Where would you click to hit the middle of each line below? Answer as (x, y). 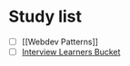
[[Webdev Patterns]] (60, 42)
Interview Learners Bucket (71, 52)
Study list (45, 17)
